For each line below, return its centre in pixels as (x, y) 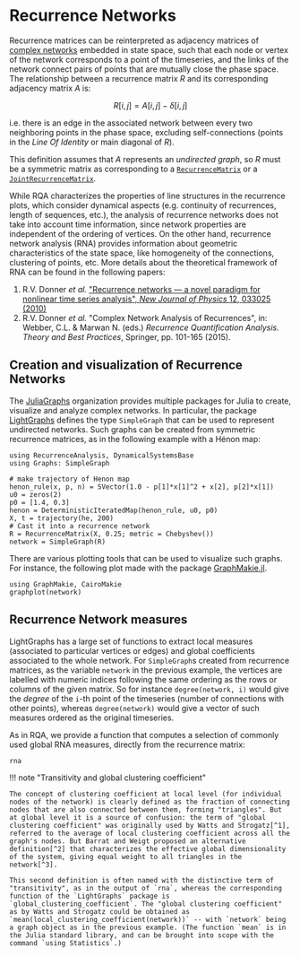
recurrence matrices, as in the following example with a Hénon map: (135, 439)
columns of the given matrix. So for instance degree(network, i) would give (149, 689)
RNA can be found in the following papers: (87, 272)
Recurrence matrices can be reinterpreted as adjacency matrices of (134, 40)
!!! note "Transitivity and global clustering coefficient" (107, 778)
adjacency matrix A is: (50, 88)
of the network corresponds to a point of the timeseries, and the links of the (149, 59)
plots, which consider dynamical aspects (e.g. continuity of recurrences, (143, 205)
